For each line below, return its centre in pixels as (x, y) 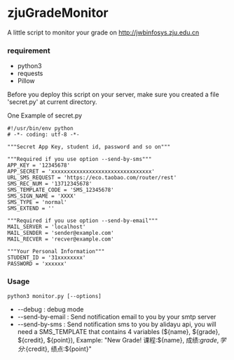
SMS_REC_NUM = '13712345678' (50, 184)
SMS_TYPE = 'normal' (37, 202)
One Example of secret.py (45, 116)
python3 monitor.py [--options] (54, 296)
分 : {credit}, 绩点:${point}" (55, 349)
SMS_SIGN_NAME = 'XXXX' (42, 196)
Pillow (26, 81)
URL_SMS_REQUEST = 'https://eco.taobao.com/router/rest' (92, 178)
